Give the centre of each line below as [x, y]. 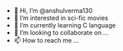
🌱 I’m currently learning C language [65, 25]
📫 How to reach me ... [46, 40]
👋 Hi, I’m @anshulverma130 [53, 11]
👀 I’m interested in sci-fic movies [61, 18]
